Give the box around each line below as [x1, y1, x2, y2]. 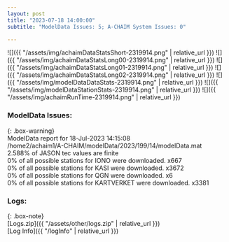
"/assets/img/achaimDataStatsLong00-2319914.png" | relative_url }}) [16, 56, 215, 64]
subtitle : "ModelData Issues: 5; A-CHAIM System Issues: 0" [7, 23, 187, 30]
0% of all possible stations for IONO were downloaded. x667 [7, 156, 182, 164]
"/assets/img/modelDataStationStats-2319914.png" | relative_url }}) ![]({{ [7, 85, 216, 94]
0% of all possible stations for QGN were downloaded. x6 [7, 171, 174, 179]
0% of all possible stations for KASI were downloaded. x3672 [7, 164, 184, 172]
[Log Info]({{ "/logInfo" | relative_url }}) [7, 227, 119, 235]
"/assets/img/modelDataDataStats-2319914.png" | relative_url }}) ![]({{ [16, 78, 218, 87]
